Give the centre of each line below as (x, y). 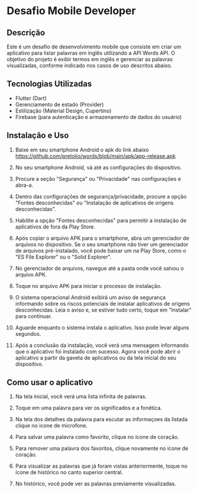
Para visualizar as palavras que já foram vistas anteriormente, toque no (101, 466)
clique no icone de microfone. (51, 426)
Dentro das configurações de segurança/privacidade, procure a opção (101, 196)
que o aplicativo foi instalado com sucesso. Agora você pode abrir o (98, 351)
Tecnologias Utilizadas (49, 84)
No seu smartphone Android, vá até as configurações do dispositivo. (98, 167)
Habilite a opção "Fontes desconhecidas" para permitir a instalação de (101, 220)
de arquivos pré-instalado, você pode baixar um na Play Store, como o (101, 250)
